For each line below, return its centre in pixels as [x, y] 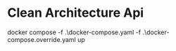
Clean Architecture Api [76, 13]
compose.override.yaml [42, 39]
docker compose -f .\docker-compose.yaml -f [74, 32]
